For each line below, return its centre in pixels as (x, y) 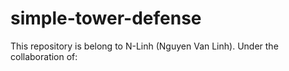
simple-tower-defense (106, 18)
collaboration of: (44, 56)
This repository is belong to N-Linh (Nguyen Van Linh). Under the (144, 46)
